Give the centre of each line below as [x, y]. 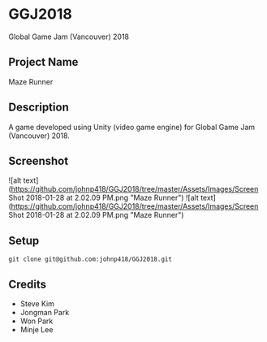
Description [39, 108]
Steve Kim [37, 304]
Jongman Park [45, 312]
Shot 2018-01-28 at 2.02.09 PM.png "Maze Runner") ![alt [103, 198]
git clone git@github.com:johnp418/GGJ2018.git [90, 260]
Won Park [37, 321]
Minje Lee [37, 329]
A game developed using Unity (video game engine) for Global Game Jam [132, 127]
